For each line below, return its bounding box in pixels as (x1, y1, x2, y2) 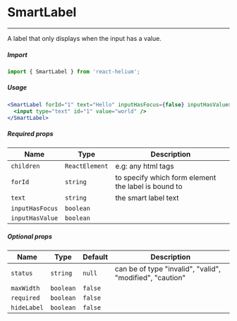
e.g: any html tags (115, 162, 174, 171)
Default (82, 252, 108, 262)
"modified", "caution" (114, 273, 186, 283)
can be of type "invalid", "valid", (114, 264, 221, 274)
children (11, 162, 40, 170)
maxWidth (11, 284, 40, 293)
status (11, 269, 33, 277)
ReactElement (64, 162, 109, 170)
